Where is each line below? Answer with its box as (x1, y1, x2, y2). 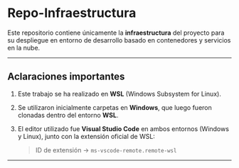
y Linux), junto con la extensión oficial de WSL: (17, 132, 155, 140)
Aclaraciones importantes (7, 71, 125, 83)
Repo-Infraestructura (7, 5, 137, 21)
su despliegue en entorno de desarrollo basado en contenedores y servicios (7, 35, 231, 44)
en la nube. (7, 43, 41, 52)
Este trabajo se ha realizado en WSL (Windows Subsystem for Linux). (17, 89, 222, 98)
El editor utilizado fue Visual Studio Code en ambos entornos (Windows (17, 124, 230, 133)
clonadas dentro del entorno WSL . (17, 111, 119, 119)
